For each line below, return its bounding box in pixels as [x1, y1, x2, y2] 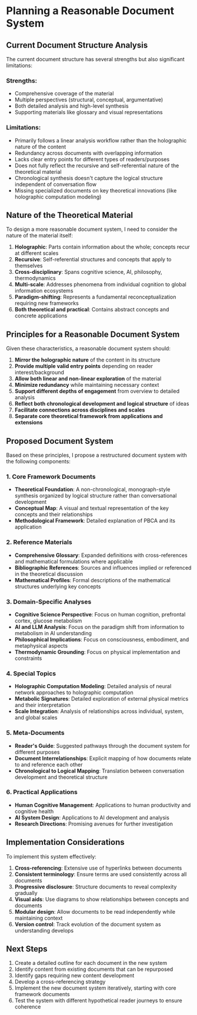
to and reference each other [14, 761, 83, 768]
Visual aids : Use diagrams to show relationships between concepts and [14, 895, 189, 903]
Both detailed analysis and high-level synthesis [14, 102, 129, 110]
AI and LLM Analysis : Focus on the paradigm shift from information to [14, 623, 185, 631]
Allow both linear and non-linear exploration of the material [14, 375, 162, 382]
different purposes [14, 748, 60, 755]
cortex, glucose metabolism [14, 617, 82, 624]
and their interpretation [14, 702, 71, 709]
